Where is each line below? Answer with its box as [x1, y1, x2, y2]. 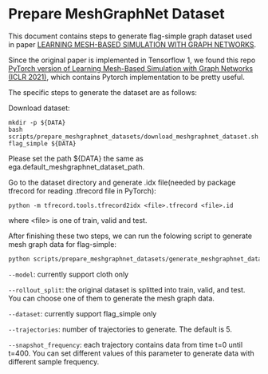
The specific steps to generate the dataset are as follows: [8, 87, 198, 97]
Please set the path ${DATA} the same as [8, 153, 144, 163]
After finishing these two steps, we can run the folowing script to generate [8, 231, 253, 241]
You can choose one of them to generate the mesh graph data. [8, 293, 215, 303]
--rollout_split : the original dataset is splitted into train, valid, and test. [8, 284, 246, 294]
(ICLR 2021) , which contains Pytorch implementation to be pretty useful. [8, 72, 245, 82]
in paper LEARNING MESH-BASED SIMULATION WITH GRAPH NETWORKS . [8, 39, 257, 49]
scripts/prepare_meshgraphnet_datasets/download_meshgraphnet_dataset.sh [8, 133, 259, 141]
